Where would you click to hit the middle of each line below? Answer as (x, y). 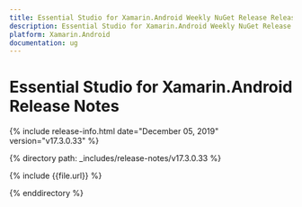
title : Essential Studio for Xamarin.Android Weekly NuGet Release (138, 18)
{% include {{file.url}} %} (56, 175)
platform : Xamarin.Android (60, 34)
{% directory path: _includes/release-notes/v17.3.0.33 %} (115, 158)
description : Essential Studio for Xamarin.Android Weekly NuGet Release (151, 26)
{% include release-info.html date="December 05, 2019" (114, 131)
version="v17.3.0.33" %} (54, 141)
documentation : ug (44, 43)
